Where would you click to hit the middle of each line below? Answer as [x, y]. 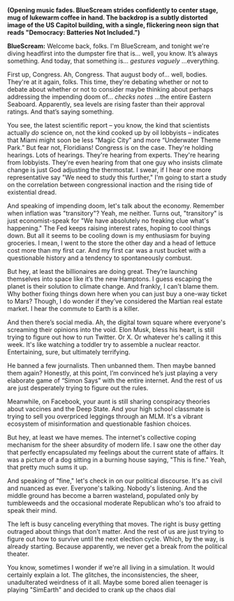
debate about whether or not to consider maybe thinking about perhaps [110, 89]
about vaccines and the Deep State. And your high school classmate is [109, 409]
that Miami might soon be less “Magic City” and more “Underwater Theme [114, 140]
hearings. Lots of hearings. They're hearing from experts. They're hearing [114, 155]
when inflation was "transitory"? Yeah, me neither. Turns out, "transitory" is [115, 213]
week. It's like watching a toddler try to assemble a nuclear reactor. [104, 345]
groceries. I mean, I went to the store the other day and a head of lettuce [112, 243]
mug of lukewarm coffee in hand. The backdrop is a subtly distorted [108, 18]
